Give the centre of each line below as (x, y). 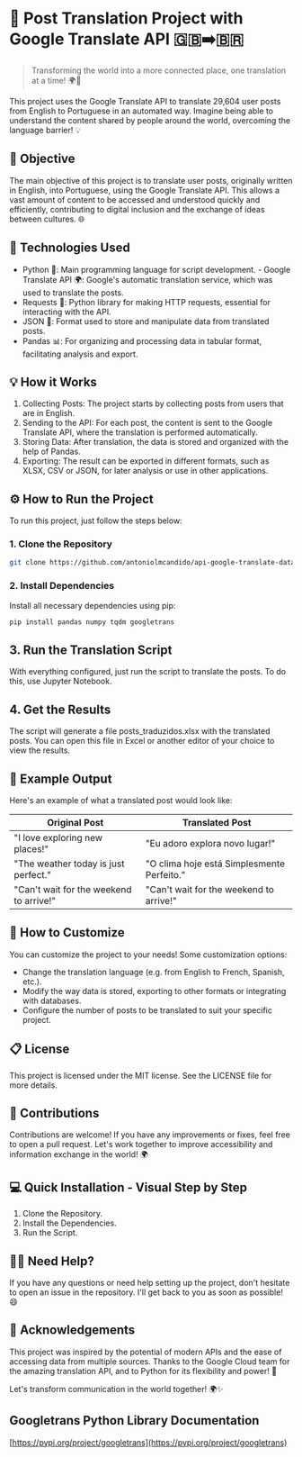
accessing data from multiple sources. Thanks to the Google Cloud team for (150, 1361)
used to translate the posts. (73, 293)
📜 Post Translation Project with (126, 18)
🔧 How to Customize (67, 932)
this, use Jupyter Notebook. (61, 681)
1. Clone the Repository (61, 544)
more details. (34, 1085)
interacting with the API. (67, 312)
